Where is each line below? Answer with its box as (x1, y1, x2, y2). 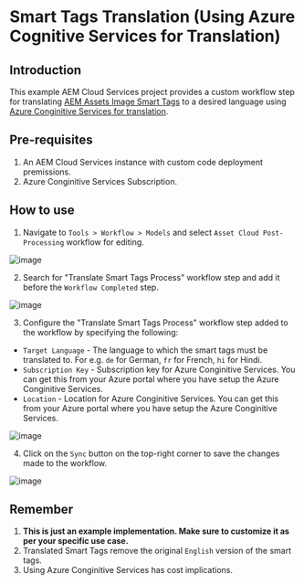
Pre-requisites (9, 133, 93, 148)
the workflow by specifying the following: (22, 326, 179, 337)
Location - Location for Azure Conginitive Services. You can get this (22, 393, 279, 404)
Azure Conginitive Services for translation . (9, 106, 169, 116)
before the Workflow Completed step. (22, 281, 160, 292)
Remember (9, 502, 74, 517)
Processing (22, 238, 65, 248)
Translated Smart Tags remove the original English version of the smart (22, 546, 292, 557)
